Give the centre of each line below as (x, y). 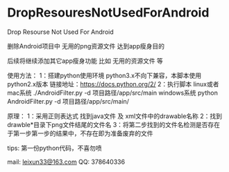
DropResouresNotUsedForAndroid (108, 13)
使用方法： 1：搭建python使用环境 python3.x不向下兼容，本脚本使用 (104, 75)
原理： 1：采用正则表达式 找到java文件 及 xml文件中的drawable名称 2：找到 (115, 116)
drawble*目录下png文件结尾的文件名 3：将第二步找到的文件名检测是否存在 (114, 124)
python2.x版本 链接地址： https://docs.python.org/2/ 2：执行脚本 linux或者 (113, 84)
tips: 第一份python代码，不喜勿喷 (54, 148)
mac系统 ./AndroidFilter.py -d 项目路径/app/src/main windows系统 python (113, 93)
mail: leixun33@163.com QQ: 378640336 (66, 162)
